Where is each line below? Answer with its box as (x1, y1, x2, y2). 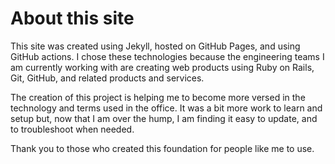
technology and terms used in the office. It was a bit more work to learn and (10, 102, 323, 114)
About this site (10, 7, 135, 30)
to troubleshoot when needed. (10, 123, 135, 135)
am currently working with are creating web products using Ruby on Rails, (10, 61, 315, 73)
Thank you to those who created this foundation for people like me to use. (10, 142, 315, 154)
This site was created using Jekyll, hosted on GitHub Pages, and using (10, 40, 301, 52)
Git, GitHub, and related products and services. (10, 72, 205, 84)
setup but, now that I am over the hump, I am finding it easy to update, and (10, 112, 318, 124)
